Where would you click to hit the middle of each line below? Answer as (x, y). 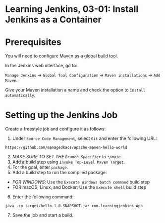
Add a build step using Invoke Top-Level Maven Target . (69, 162)
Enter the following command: (43, 197)
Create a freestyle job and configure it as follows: (55, 129)
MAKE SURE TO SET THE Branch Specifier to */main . (67, 157)
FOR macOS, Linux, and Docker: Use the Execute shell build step (79, 187)
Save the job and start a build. (43, 215)
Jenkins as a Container (53, 20)
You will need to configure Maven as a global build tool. (62, 56)
